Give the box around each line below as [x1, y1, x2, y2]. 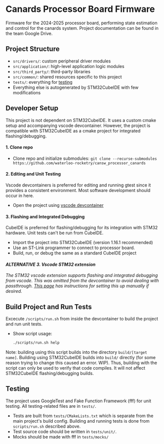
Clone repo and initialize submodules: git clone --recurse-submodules [12, 155, 157, 161]
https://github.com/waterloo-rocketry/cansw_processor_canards [12, 160, 146, 166]
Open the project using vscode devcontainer [12, 202, 104, 208]
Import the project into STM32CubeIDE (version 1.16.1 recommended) [12, 240, 153, 246]
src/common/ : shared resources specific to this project [12, 73, 123, 80]
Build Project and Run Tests [5, 303, 92, 311]
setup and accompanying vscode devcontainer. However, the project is [5, 123, 151, 128]
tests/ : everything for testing [12, 79, 73, 85]
